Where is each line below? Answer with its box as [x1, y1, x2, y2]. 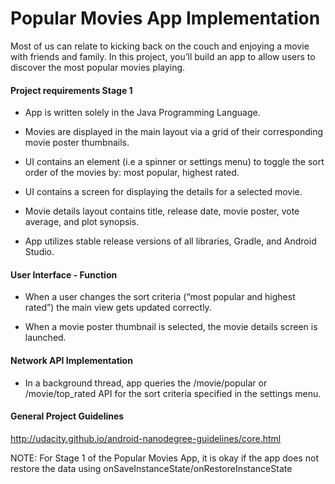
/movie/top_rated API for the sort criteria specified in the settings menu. [24, 387, 322, 399]
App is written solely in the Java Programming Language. [24, 107, 261, 119]
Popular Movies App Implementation [10, 7, 321, 30]
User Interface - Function [10, 268, 118, 281]
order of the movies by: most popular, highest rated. [24, 167, 240, 179]
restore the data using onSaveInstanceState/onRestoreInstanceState [10, 462, 293, 474]
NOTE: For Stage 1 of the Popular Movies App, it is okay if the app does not [10, 452, 319, 464]
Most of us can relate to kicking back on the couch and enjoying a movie [10, 40, 310, 52]
